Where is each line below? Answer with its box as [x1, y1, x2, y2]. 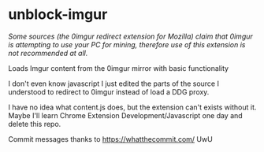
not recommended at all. [8, 48, 88, 57]
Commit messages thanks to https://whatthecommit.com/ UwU [8, 134, 213, 143]
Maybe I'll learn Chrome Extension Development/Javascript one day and [8, 110, 243, 120]
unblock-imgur [8, 6, 108, 24]
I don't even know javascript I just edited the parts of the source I [8, 79, 219, 88]
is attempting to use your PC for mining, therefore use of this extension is [8, 39, 246, 49]
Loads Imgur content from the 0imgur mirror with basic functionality [8, 63, 229, 72]
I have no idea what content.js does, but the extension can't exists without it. [8, 102, 257, 112]
